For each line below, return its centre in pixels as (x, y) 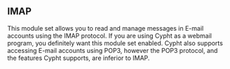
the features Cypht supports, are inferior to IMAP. (79, 58)
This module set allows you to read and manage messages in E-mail (106, 28)
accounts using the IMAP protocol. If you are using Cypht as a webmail (110, 36)
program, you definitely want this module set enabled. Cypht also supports (115, 43)
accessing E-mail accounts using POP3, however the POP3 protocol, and (113, 50)
